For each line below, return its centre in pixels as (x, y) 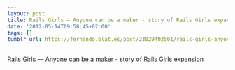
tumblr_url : (24, 40)
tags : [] (20, 33)
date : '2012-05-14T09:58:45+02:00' (59, 26)
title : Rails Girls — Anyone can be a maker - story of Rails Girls (109, 20)
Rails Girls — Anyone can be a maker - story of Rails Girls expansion (106, 59)
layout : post (26, 14)
